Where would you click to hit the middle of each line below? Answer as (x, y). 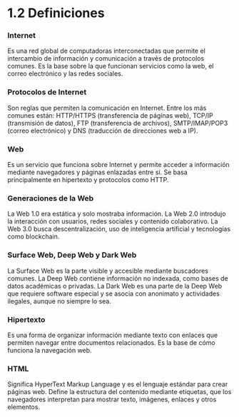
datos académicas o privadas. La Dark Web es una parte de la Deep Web (115, 286)
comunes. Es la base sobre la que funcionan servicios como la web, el (111, 66)
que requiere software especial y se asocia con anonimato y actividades (113, 293)
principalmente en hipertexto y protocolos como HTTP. (88, 180)
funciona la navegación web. (50, 350)
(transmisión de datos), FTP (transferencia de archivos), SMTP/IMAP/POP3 (118, 123)
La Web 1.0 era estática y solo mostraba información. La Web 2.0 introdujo (117, 214)
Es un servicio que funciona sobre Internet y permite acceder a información (118, 165)
